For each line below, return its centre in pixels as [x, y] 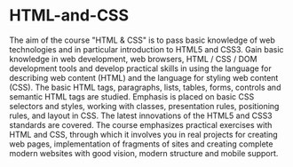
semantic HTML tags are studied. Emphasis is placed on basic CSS [132, 96]
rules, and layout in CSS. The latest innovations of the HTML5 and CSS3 [141, 115]
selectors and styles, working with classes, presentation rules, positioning [144, 106]
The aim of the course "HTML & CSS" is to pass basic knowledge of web [142, 40]
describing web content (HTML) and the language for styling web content [144, 77]
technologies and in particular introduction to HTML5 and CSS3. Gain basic [146, 49]
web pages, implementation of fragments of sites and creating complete [141, 144]
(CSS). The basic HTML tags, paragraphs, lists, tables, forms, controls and [145, 87]
